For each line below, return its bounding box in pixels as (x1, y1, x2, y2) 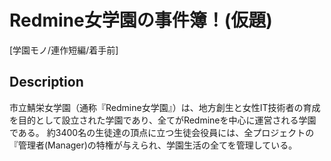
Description (9, 74, 84, 91)
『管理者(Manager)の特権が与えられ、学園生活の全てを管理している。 (9, 139, 298, 151)
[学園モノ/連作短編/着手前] (9, 44, 119, 56)
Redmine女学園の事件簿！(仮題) (9, 9, 273, 32)
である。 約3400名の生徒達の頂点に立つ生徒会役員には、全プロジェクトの (9, 126, 315, 138)
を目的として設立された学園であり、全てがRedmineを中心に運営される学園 (9, 114, 317, 126)
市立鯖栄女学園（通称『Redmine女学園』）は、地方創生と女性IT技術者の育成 (9, 101, 321, 113)
